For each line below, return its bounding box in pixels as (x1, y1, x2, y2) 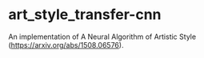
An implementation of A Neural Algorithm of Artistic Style (8, 32, 197, 41)
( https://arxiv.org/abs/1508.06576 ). (8, 40, 124, 49)
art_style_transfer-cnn (8, 6, 162, 24)
